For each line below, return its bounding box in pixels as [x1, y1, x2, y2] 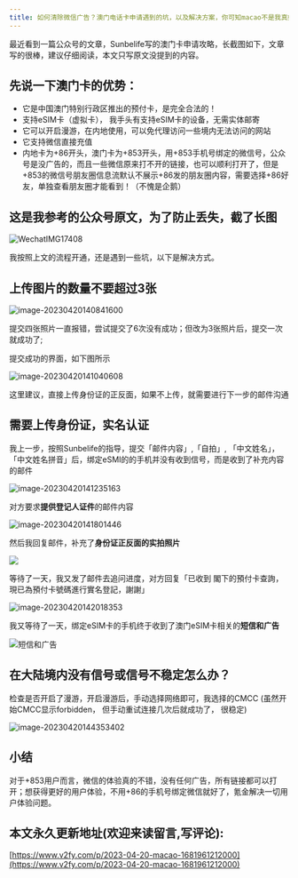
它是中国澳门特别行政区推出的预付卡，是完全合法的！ [21, 103, 217, 114]
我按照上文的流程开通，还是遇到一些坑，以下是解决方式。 [9, 252, 219, 263]
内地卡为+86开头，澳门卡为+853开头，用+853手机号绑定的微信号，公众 [21, 148, 286, 158]
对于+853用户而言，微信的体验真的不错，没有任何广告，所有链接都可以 [9, 775, 270, 786]
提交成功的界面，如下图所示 [9, 353, 111, 364]
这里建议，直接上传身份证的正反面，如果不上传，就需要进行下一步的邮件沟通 [9, 389, 289, 400]
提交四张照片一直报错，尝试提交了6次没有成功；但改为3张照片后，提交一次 [9, 323, 284, 334]
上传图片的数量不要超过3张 [9, 281, 157, 296]
